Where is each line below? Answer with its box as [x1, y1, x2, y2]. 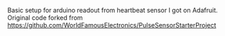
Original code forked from [7, 13, 83, 22]
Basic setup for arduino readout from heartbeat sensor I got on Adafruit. [7, 6, 218, 14]
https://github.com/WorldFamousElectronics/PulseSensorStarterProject [7, 21, 216, 29]
